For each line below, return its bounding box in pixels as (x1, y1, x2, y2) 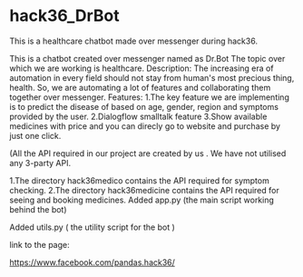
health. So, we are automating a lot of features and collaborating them (9, 82, 271, 93)
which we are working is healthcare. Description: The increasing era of (9, 63, 274, 74)
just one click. (9, 130, 62, 141)
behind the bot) (9, 203, 67, 214)
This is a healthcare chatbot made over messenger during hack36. (9, 35, 259, 46)
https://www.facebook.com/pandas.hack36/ (9, 256, 175, 268)
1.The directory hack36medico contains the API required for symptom (9, 174, 269, 186)
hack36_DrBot (9, 5, 120, 26)
